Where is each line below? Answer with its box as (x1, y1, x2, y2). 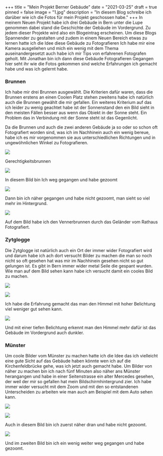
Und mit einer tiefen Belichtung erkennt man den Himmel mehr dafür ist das (5, 324, 156, 330)
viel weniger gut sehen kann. (5, 306, 63, 312)
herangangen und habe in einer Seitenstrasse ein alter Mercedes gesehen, (5, 373, 154, 379)
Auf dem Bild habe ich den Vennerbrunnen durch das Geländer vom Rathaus (5, 219, 158, 225)
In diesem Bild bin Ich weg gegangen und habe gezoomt (5, 177, 118, 183)
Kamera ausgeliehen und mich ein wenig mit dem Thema (5, 46, 119, 51)
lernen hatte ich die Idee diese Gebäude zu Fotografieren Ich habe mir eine (5, 40, 155, 46)
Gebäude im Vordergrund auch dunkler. (5, 330, 84, 336)
